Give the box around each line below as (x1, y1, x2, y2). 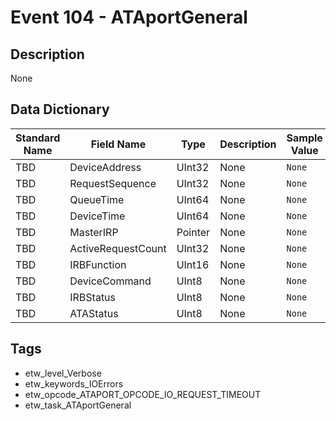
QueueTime (69, 192, 125, 206)
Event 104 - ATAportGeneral (10, 6, 248, 29)
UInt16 (176, 257, 210, 271)
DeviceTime (69, 209, 126, 223)
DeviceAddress (69, 160, 142, 174)
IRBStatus (69, 290, 117, 304)
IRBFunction (69, 257, 127, 271)
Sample (286, 131, 323, 145)
